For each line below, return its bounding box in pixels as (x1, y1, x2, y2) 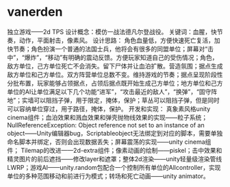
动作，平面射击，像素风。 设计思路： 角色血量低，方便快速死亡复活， (18, 36, 214, 45)
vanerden (7, 4, 63, 20)
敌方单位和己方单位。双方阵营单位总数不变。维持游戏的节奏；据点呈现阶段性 (7, 70, 223, 79)
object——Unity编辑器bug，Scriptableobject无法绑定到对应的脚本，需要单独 (7, 129, 223, 137)
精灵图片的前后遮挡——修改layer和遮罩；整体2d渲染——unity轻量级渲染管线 (7, 155, 222, 163)
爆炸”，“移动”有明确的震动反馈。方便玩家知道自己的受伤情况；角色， (24, 53, 218, 62)
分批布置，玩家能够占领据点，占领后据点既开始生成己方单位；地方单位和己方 (7, 79, 223, 87)
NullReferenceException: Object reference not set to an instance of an (7, 121, 205, 129)
